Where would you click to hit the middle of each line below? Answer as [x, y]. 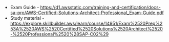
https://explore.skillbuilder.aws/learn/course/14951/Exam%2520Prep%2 [86, 23]
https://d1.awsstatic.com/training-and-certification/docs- [101, 7]
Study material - [27, 18]
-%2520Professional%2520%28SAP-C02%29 [59, 34]
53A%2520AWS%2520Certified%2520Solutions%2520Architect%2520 [86, 29]
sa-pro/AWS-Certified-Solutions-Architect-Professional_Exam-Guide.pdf [87, 13]
